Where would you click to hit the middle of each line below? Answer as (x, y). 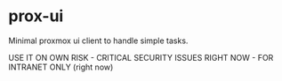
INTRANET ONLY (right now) (61, 67)
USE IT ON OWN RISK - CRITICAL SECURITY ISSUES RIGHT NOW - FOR (141, 57)
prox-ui (36, 16)
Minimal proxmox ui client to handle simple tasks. (98, 40)
